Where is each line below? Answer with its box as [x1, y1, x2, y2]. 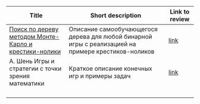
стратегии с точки [9, 65, 62, 73]
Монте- [36, 33, 60, 40]
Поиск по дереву [9, 25, 59, 33]
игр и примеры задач [68, 72, 131, 80]
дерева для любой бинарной [68, 33, 153, 40]
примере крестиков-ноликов [68, 48, 155, 55]
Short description [90, 11, 142, 20]
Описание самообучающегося [68, 25, 158, 33]
